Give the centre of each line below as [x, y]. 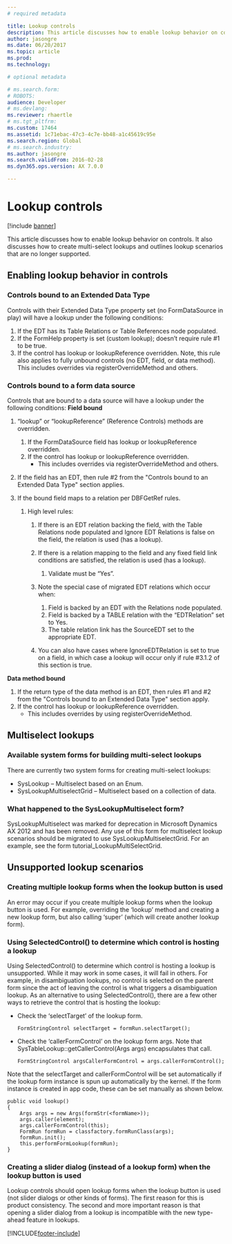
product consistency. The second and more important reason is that [104, 1205]
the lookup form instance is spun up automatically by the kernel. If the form [114, 1081]
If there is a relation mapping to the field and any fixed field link [127, 552]
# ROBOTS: [21, 96]
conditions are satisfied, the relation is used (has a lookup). [122, 560]
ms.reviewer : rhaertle [40, 115]
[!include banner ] [32, 226]
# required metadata [37, 13]
